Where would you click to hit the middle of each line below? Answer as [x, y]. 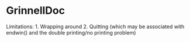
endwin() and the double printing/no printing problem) [71, 32]
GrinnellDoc [36, 11]
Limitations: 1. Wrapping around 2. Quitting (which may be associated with [95, 26]
